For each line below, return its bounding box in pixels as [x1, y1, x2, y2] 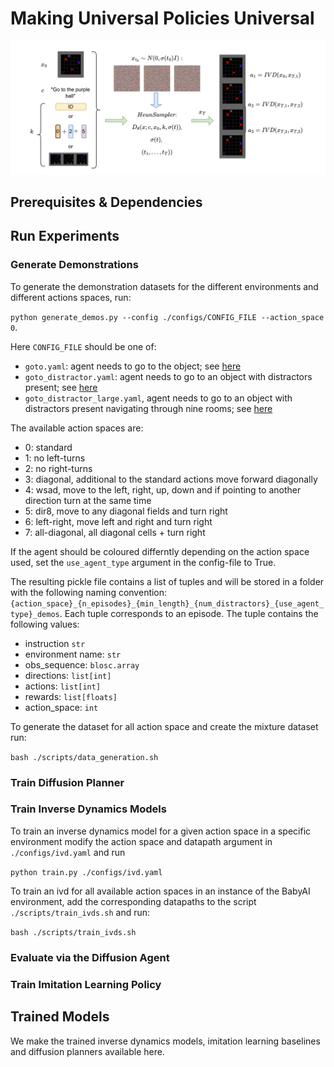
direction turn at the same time [24, 494, 152, 506]
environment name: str [24, 648, 122, 660]
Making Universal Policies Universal [10, 7, 315, 30]
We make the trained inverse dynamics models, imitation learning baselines [10, 1035, 321, 1047]
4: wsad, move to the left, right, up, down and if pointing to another [24, 483, 302, 496]
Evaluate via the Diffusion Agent [10, 950, 170, 964]
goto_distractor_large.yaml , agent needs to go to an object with [24, 392, 293, 404]
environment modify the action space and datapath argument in [10, 835, 273, 847]
